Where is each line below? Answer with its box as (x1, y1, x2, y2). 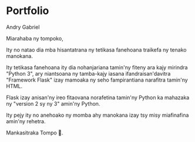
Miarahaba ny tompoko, (6, 35, 63, 42)
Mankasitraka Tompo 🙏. (6, 129, 63, 136)
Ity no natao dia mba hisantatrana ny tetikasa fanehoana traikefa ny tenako (6, 46, 187, 53)
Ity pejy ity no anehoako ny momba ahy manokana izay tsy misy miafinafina (6, 111, 189, 119)
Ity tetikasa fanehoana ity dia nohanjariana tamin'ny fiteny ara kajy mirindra (6, 63, 188, 71)
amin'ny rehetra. (6, 117, 46, 124)
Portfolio (6, 4, 49, 18)
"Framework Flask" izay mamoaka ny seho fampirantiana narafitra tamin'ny (6, 76, 188, 83)
